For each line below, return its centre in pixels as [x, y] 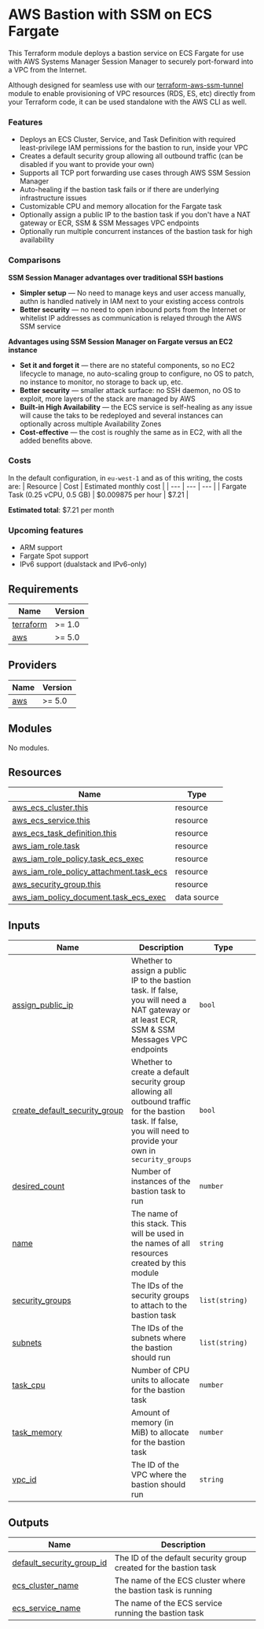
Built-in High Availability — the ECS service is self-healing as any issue [136, 406]
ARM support [41, 547]
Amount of [150, 1413]
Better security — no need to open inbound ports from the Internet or [132, 310]
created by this [159, 1263]
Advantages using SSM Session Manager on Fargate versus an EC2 [121, 341]
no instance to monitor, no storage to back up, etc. [101, 382]
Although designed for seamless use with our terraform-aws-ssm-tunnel [126, 85]
